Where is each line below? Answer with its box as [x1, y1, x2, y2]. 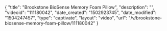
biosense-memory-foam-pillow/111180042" [5, 20, 96, 26]
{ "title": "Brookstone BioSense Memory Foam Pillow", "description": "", [5, 4, 155, 10]
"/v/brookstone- [128, 15, 162, 20]
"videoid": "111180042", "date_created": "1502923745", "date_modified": [5, 9, 157, 15]
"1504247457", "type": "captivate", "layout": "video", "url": [5, 15, 128, 20]
